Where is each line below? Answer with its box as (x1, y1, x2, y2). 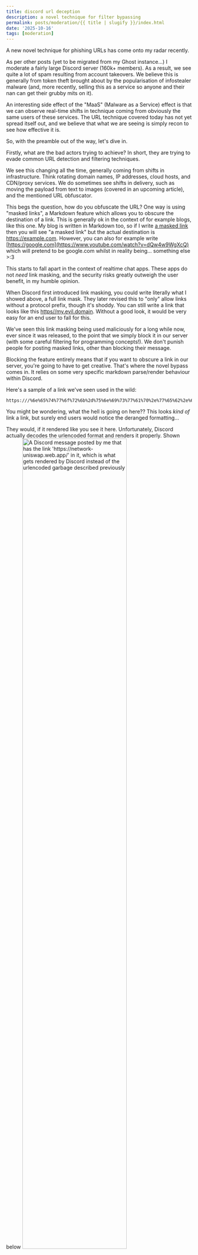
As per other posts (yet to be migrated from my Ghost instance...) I (6, 58, 168, 66)
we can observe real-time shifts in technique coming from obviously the (6, 108, 181, 115)
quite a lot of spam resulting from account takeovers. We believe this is (6, 71, 179, 78)
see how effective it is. (6, 126, 61, 134)
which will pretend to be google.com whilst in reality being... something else (6, 248, 190, 255)
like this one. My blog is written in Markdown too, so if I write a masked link (6, 222, 189, 229)
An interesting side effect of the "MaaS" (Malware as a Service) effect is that (6, 101, 192, 108)
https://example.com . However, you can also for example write (6, 235, 158, 242)
